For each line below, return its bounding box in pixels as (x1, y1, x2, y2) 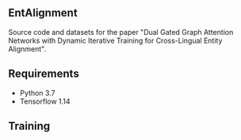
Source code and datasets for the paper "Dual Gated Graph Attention (8, 27, 234, 36)
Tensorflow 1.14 (19, 96, 71, 106)
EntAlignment (8, 6, 78, 20)
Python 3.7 (19, 88, 55, 97)
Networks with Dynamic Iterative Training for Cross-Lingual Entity (8, 36, 223, 45)
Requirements (8, 67, 79, 81)
